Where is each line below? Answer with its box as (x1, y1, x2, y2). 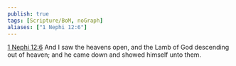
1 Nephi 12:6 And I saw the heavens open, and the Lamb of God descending (7, 43, 230, 52)
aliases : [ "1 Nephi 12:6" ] (7, 23, 87, 31)
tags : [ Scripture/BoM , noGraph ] (7, 17, 103, 24)
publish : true (7, 10, 50, 18)
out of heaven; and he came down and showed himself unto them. (7, 50, 201, 59)
